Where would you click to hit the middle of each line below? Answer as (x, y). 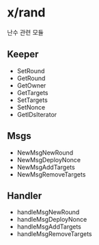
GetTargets (33, 92)
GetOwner (31, 85)
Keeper (23, 54)
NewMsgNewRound (45, 153)
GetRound (31, 78)
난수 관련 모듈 (26, 32)
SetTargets (32, 100)
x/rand (26, 13)
